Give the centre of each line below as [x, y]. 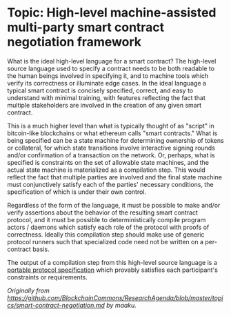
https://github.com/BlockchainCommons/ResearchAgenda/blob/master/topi [115, 297]
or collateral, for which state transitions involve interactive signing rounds [111, 148]
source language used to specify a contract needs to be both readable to [111, 68]
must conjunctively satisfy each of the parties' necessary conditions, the [110, 184]
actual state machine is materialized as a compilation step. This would [106, 170]
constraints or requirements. [48, 277]
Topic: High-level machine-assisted [112, 13]
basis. [41, 249]
